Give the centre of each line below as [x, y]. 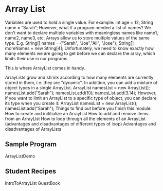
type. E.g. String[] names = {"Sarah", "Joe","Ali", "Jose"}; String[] [70, 43]
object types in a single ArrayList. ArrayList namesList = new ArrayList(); [78, 87]
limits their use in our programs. [37, 58]
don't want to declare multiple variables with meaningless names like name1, [81, 33]
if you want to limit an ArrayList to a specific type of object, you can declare [81, 98]
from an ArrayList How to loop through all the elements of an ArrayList [75, 119]
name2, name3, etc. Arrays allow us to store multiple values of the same [77, 38]
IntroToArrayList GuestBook [33, 183]
